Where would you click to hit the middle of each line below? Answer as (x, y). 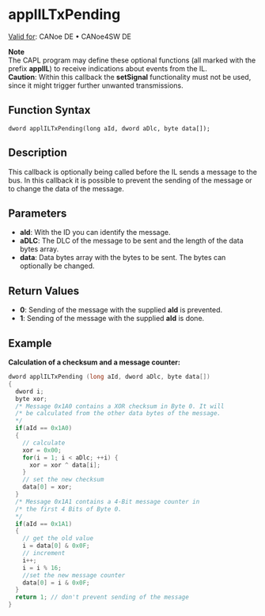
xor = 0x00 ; (42, 450)
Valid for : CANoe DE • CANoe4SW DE (70, 36)
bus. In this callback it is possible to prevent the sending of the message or (130, 180)
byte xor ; (31, 399)
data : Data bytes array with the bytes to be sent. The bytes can (123, 258)
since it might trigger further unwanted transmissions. (96, 85)
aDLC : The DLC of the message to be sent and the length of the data (131, 241)
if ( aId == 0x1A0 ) (44, 429)
